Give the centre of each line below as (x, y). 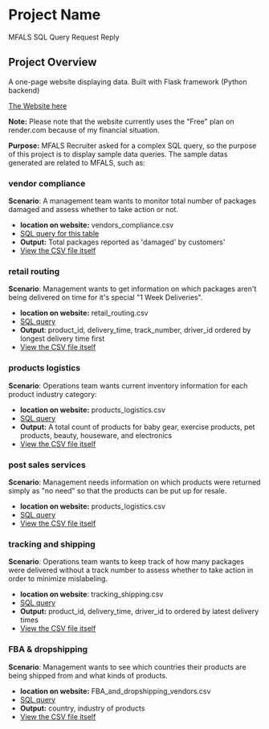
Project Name (55, 15)
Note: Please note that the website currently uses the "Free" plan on (121, 121)
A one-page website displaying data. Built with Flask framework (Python (128, 81)
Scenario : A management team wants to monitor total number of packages (132, 201)
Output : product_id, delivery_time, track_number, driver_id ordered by (135, 330)
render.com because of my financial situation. (84, 129)
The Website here (38, 105)
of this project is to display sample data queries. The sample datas (118, 154)
